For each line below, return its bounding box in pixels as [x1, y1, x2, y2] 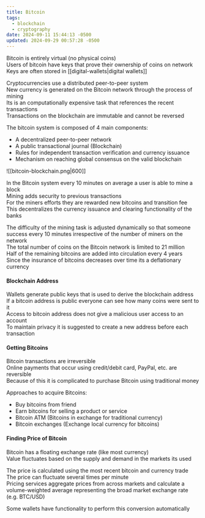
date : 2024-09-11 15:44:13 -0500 [6, 32, 92, 38]
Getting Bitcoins [6, 343, 48, 351]
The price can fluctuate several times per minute [6, 473, 129, 481]
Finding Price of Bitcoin [6, 434, 67, 442]
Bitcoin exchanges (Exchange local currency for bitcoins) [15, 420, 160, 428]
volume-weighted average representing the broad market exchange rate [6, 486, 188, 493]
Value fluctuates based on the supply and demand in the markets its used [6, 455, 192, 462]
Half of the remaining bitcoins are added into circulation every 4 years [6, 250, 183, 257]
